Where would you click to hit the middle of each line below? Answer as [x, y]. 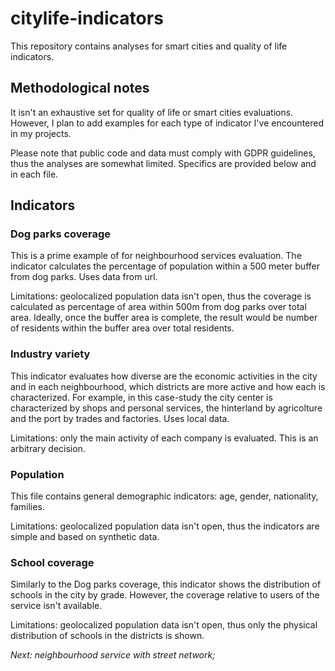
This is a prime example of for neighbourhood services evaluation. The [156, 256]
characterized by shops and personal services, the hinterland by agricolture [166, 408]
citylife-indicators [87, 18]
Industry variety [50, 354]
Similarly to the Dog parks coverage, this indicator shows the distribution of [166, 584]
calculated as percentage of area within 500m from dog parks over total [158, 307]
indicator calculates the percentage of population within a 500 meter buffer [165, 266]
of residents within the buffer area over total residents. [122, 328]
